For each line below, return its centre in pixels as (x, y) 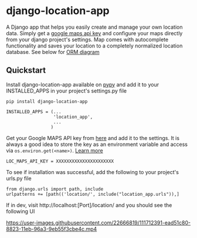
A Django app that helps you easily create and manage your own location (94, 27)
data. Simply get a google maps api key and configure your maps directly (94, 33)
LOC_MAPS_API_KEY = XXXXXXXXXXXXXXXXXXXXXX (60, 161)
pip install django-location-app (47, 101)
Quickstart (26, 71)
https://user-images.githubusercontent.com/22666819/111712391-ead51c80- (98, 222)
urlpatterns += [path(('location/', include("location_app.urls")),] (93, 194)
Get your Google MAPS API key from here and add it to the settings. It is (93, 138)
